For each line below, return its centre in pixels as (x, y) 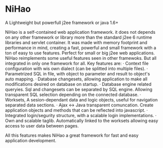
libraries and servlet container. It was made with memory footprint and (76, 42)
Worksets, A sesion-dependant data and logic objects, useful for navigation (81, 99)
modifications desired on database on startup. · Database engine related (78, 84)
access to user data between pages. (42, 125)
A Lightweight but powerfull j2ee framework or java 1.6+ (62, 23)
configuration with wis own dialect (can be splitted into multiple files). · (77, 68)
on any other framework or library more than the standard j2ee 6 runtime (79, 37)
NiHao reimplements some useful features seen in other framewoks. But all (81, 58)
